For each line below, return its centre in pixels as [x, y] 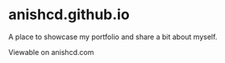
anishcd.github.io [69, 15]
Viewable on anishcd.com [51, 52]
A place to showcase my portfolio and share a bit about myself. [113, 37]
